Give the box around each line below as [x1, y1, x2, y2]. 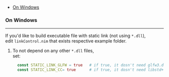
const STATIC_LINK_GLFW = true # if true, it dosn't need [17, 62, 146, 68]
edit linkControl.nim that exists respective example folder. [5, 38, 127, 44]
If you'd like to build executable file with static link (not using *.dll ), [5, 32, 146, 39]
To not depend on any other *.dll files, [12, 47, 94, 54]
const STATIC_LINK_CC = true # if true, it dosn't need [17, 67, 146, 72]
